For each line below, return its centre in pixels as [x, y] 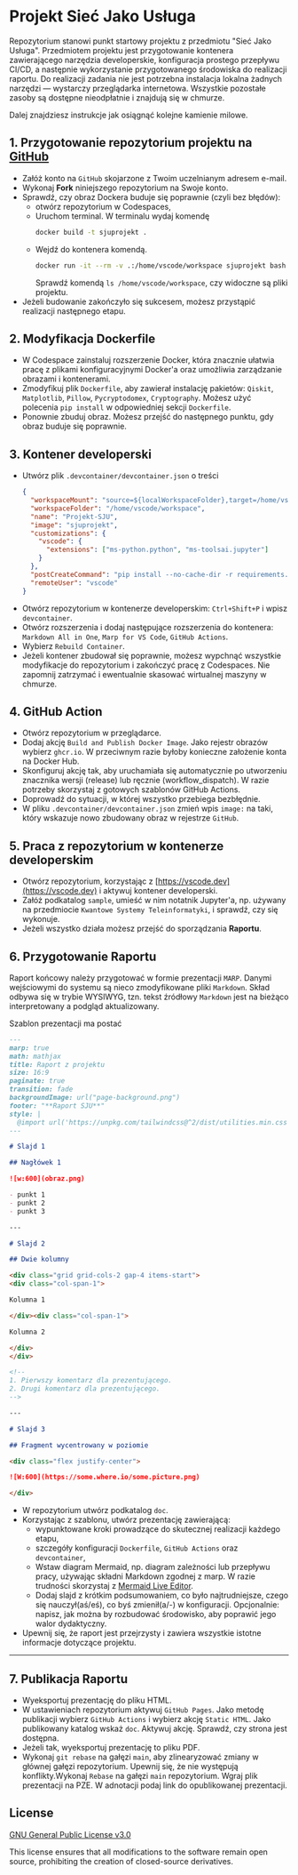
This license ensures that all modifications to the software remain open [139, 1852]
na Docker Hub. [51, 761]
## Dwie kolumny [39, 1260]
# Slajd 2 [27, 1243]
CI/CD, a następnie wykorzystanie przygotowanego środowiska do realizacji [148, 69]
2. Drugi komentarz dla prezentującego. [85, 1389]
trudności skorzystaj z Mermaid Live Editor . [114, 1586]
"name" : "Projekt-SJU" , [74, 517]
